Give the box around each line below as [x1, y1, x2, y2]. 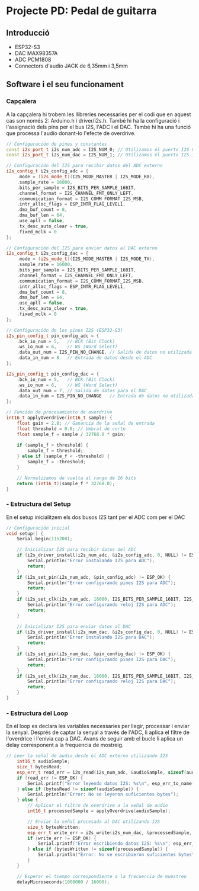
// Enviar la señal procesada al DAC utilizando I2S [27, 819, 161, 825]
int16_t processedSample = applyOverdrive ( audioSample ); [27, 808, 171, 814]
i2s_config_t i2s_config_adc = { [6, 168, 89, 174]
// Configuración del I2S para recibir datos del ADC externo [6, 163, 163, 169]
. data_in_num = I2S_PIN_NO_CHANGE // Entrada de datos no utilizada [17, 393, 195, 399]
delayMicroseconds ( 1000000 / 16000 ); [17, 879, 110, 885]
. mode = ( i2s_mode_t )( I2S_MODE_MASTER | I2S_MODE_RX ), [17, 174, 155, 180]
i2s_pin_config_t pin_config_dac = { [6, 371, 99, 377]
